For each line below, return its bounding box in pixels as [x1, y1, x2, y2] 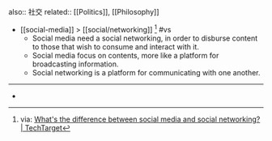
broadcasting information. [32, 59, 119, 69]
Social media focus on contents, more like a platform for [32, 50, 219, 60]
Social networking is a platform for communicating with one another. [32, 67, 261, 77]
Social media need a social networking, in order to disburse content [32, 33, 258, 43]
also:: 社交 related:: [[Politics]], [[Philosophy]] [8, 7, 159, 16]
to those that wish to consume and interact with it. [32, 41, 200, 51]
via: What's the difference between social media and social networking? [19, 114, 261, 124]
